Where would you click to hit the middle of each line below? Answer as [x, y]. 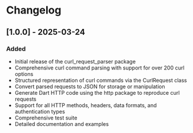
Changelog [34, 10]
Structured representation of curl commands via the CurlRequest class [101, 80]
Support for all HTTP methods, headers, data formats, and [86, 105]
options [24, 74]
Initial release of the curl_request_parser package [75, 61]
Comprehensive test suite [46, 118]
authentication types [40, 111]
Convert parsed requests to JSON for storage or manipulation [90, 87]
